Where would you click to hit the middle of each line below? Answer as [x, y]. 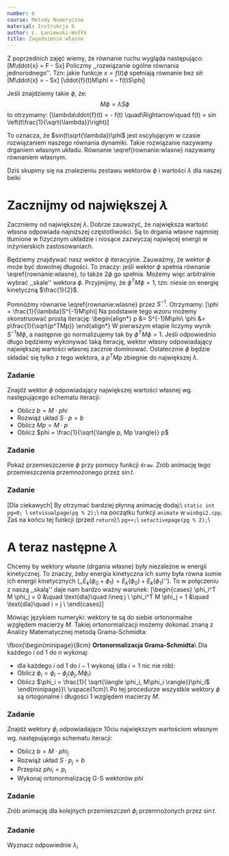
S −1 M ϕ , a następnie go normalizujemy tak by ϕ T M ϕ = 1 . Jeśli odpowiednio [112, 334]
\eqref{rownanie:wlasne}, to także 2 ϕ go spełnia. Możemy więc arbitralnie [111, 274]
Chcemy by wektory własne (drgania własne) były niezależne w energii [107, 566]
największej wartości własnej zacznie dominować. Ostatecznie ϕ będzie [109, 349]
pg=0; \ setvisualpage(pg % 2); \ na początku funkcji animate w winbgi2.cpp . [115, 512]
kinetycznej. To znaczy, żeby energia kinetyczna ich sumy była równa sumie [114, 573]
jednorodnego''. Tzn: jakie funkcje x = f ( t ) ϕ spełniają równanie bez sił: [105, 73]
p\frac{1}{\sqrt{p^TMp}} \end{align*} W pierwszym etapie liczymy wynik [109, 326]
